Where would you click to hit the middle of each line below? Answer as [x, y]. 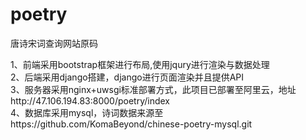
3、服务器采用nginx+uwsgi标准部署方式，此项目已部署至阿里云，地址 [153, 89]
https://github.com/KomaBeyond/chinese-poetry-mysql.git [131, 124]
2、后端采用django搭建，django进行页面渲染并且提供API [127, 77]
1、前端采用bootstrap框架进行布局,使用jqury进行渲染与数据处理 [140, 64]
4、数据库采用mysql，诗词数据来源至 [87, 112]
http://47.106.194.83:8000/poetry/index [90, 100]
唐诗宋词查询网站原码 [54, 43]
